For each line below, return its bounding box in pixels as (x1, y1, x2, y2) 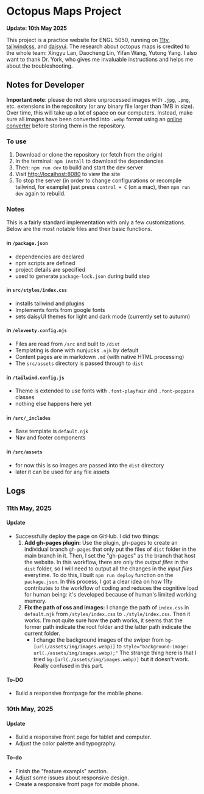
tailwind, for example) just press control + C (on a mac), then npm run (15, 183, 191, 191)
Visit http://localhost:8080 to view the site (15, 171, 121, 178)
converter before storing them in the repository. (6, 122, 126, 129)
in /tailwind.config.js (6, 374, 65, 381)
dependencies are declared (15, 253, 85, 260)
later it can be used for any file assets (15, 468, 110, 475)
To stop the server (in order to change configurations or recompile (15, 177, 181, 184)
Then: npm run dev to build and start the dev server (15, 164, 143, 171)
